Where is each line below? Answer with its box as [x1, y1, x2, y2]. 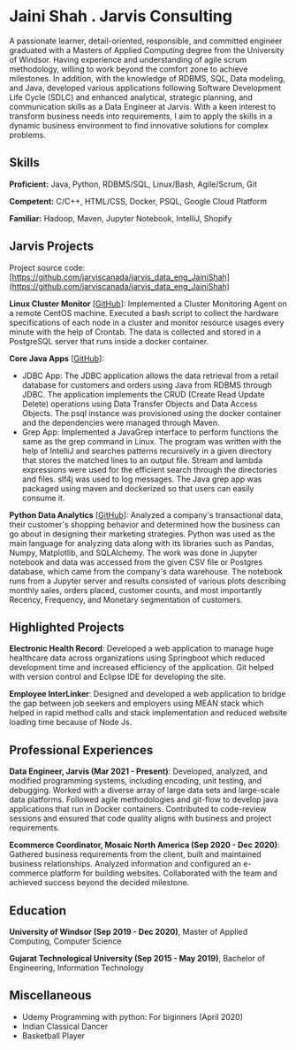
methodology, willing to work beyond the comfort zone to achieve [9, 64, 248, 74]
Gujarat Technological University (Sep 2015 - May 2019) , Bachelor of [9, 953, 265, 963]
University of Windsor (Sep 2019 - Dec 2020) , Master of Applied [9, 927, 248, 937]
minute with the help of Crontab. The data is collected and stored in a [9, 326, 262, 337]
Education [9, 903, 67, 918]
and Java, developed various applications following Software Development [9, 82, 281, 93]
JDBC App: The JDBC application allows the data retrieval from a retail [21, 370, 279, 381]
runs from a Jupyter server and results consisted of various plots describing [9, 575, 286, 586]
